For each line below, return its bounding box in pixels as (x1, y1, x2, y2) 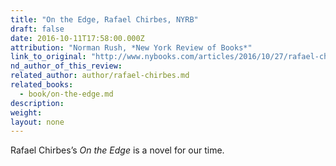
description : (10, 98, 65, 108)
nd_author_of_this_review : (10, 61, 123, 71)
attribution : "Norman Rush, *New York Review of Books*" (10, 42, 253, 53)
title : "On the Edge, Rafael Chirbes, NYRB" (10, 14, 199, 25)
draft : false (10, 24, 65, 34)
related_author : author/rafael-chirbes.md (10, 71, 190, 81)
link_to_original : (10, 52, 87, 62)
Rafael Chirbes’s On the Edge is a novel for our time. (10, 144, 225, 156)
